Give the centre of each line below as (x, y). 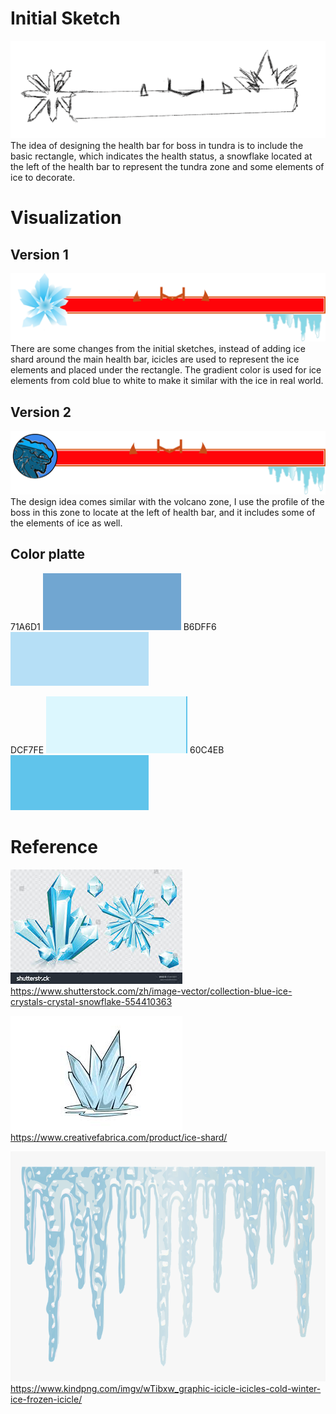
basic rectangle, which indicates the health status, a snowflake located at (161, 156)
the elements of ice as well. (66, 523)
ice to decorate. (43, 177)
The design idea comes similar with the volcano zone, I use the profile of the (167, 501)
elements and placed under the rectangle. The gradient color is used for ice (166, 370)
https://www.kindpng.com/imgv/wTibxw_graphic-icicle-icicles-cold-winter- (166, 1389)
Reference (54, 846)
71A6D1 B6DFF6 (113, 626)
